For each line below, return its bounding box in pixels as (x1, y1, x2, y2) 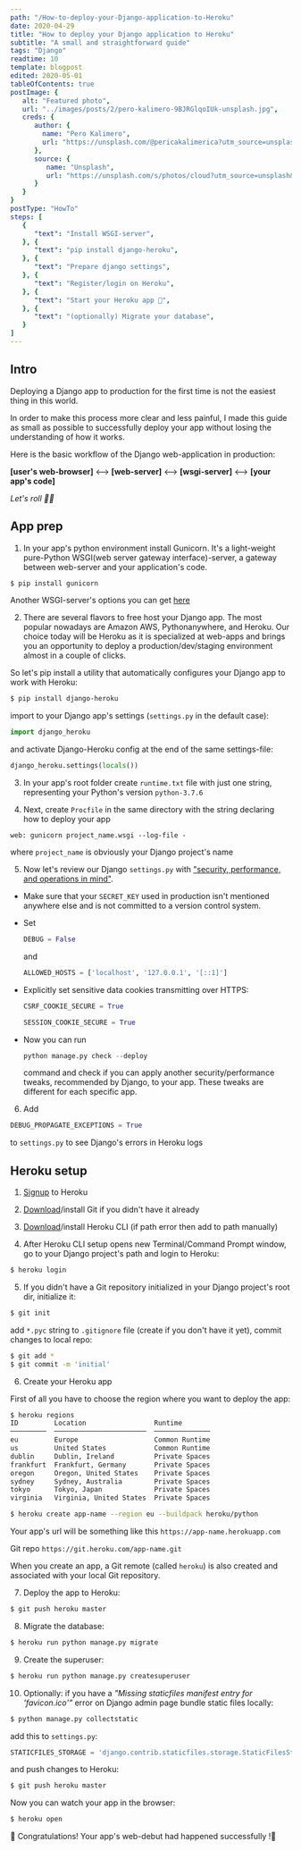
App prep (10, 519, 63, 534)
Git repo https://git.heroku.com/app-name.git (10, 1543, 182, 1554)
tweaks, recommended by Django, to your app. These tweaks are (22, 1077, 264, 1088)
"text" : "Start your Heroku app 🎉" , (33, 296, 171, 305)
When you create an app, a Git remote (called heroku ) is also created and (10, 1560, 279, 1571)
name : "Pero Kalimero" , (42, 130, 130, 139)
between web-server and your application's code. (22, 561, 208, 572)
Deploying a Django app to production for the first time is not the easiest (10, 385, 276, 396)
